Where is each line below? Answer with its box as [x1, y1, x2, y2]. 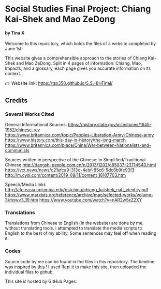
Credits [5, 96, 28, 105]
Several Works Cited [5, 110, 54, 117]
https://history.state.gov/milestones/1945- [68, 122, 152, 128]
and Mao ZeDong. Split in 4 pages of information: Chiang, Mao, [16, 61, 142, 66]
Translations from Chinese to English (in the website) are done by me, [5, 220, 144, 226]
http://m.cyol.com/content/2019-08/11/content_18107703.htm [5, 172, 126, 178]
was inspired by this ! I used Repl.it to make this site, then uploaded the [5, 264, 146, 270]
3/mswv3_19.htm [5, 197, 39, 203]
